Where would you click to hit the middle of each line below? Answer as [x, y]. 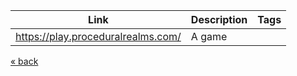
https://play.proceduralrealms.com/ [98, 36]
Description [219, 19]
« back [24, 61]
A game [209, 36]
